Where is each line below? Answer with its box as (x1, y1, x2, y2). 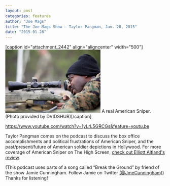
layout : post (5, 8, 33, 13)
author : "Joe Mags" (5, 19, 47, 24)
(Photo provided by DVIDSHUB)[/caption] (5, 114, 92, 120)
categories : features (5, 13, 51, 19)
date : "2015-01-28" (5, 29, 47, 35)
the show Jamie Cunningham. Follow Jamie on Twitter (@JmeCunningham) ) (5, 170, 164, 176)
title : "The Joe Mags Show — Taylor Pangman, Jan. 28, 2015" (5, 24, 138, 29)
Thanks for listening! (5, 175, 48, 181)
